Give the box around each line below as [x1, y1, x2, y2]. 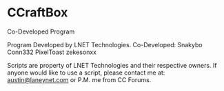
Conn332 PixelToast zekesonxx [7, 48, 96, 56]
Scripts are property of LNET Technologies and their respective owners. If [7, 61, 217, 69]
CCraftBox [7, 5, 68, 21]
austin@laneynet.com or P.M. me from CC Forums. [7, 75, 152, 83]
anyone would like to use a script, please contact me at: [7, 68, 165, 77]
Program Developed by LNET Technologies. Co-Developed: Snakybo [7, 40, 203, 49]
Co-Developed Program [7, 27, 75, 36]
